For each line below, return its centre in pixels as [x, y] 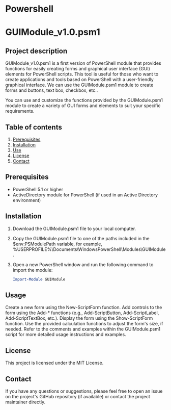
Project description [36, 51]
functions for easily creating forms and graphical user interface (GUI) [78, 69]
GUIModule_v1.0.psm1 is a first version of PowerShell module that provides [83, 63]
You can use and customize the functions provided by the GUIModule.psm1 [84, 100]
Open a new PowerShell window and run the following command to [83, 264]
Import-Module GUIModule [39, 279]
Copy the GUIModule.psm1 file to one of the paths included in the [81, 238]
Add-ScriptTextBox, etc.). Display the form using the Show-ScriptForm [79, 318]
